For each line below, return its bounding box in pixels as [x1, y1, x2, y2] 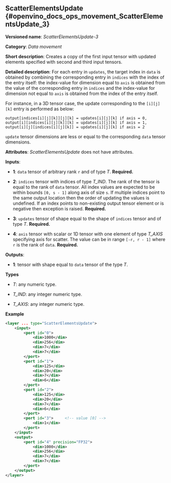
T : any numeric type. [12, 281, 57, 287]
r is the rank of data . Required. [12, 241, 78, 248]
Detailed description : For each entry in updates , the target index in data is [5, 68, 161, 75]
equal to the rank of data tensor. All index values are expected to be [12, 184, 155, 190]
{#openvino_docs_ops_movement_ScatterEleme [5, 12, 163, 21]
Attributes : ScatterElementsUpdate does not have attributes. [5, 149, 134, 155]
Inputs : [5, 158, 21, 165]
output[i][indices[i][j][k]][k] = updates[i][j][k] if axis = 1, [5, 120, 147, 125]
